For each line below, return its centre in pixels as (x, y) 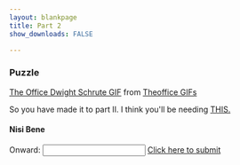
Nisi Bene (28, 130)
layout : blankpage (43, 17)
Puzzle (24, 73)
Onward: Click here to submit (115, 149)
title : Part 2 (36, 26)
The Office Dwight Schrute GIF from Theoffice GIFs (103, 92)
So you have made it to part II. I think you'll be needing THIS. (120, 109)
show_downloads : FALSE (51, 34)
